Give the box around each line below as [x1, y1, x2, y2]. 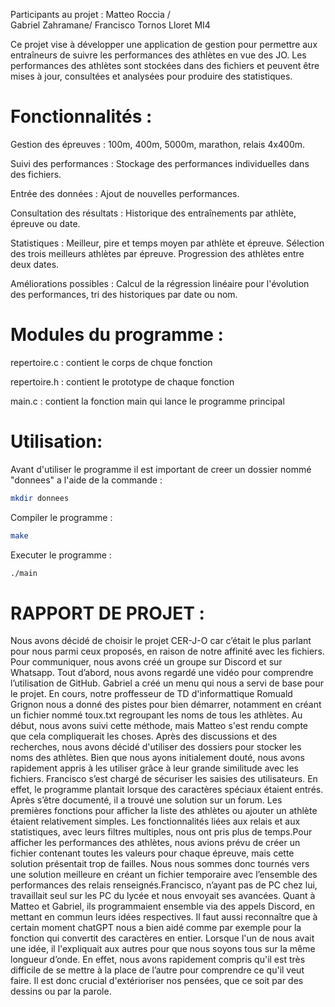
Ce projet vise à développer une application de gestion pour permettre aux [10, 39, 318, 50]
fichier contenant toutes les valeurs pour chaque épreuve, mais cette [10, 847, 295, 859]
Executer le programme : [10, 549, 112, 561]
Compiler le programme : [10, 511, 113, 523]
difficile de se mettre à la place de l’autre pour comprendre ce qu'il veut [10, 964, 305, 976]
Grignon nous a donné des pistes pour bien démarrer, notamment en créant [10, 699, 322, 711]
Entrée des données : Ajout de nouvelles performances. [10, 187, 240, 199]
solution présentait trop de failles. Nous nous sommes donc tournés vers [10, 858, 310, 870]
